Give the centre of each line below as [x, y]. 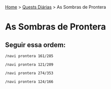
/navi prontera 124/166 [29, 82]
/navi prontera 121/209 [29, 65]
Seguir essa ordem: [35, 45]
